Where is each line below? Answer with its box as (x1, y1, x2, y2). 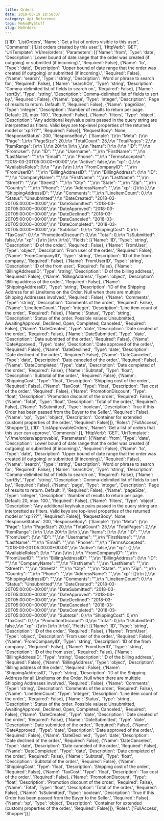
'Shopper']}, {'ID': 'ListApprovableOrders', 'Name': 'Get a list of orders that (5, 425, 155, 431)
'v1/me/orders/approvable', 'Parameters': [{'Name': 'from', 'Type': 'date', (5, 435, 150, 441)
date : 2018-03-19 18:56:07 (5, 12, 60, 17)
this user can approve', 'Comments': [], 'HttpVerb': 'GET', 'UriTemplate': (5, 430, 149, 436)
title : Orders (5, 7, 34, 12)
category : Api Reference (5, 16, 56, 21)
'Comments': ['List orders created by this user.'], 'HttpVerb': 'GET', (5, 44, 139, 50)
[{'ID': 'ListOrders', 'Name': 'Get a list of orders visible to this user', (5, 39, 139, 45)
